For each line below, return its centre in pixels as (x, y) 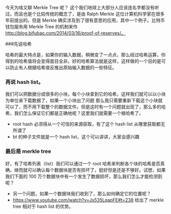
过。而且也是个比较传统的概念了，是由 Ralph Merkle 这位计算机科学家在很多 (85, 14)
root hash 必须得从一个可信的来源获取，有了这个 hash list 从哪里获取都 (87, 124)
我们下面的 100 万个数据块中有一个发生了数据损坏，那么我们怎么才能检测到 (84, 176)
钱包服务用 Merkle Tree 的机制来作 (41, 27)
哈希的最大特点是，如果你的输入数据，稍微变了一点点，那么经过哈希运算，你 (85, 55)
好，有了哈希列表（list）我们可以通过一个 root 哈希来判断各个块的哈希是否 (83, 163)
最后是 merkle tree (28, 151)
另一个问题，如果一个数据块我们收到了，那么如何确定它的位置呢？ (82, 194)
